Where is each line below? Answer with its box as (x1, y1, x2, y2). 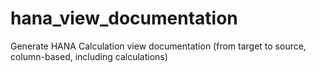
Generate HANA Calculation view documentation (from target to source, (10, 40, 307, 52)
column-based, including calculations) (10, 50, 168, 62)
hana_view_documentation (10, 7, 238, 30)
